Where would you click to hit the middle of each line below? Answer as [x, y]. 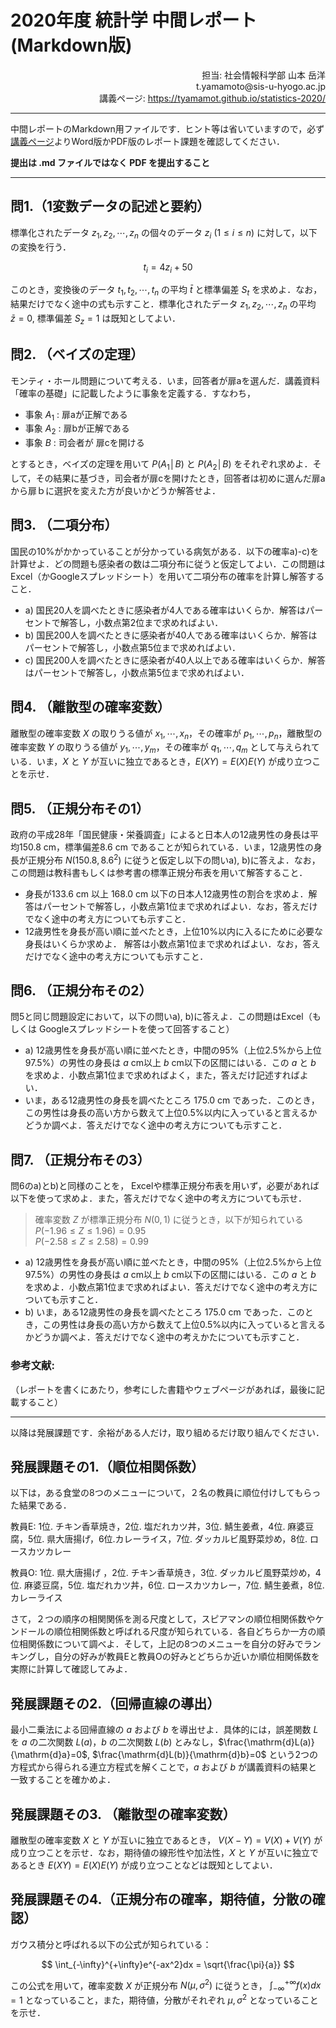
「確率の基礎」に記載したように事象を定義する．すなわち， [133, 393]
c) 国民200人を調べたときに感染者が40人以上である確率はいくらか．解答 [175, 660]
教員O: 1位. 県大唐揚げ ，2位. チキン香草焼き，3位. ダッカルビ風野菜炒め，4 [166, 1573]
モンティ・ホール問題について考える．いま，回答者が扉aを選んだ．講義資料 [165, 380]
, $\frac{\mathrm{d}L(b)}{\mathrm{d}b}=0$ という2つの [202, 1755]
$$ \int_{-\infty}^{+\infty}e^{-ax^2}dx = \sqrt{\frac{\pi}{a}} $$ [168, 1964]
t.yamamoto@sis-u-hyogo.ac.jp [260, 86]
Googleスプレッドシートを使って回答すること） [136, 1029]
